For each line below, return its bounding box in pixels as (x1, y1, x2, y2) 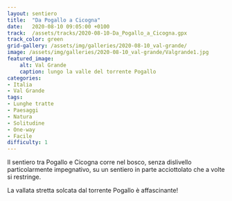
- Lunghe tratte (7, 101, 54, 107)
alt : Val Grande (19, 62, 67, 69)
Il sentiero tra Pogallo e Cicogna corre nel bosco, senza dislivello (7, 158, 192, 166)
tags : (7, 94, 23, 101)
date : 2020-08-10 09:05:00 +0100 (7, 23, 110, 30)
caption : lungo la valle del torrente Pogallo (19, 68, 157, 75)
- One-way (7, 126, 36, 133)
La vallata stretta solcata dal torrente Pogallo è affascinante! (7, 186, 179, 195)
